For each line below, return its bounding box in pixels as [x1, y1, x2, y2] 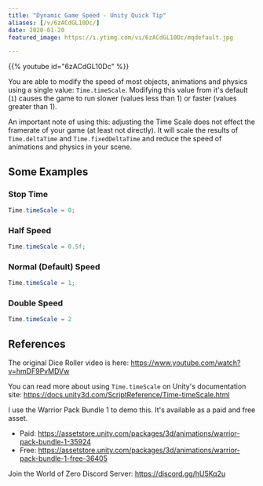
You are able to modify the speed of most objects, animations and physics [8, 77, 248, 86]
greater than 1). [8, 102, 57, 111]
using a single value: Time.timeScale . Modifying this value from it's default [8, 86, 249, 95]
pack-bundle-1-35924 [19, 437, 92, 447]
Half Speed [8, 225, 52, 236]
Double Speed [8, 298, 64, 309]
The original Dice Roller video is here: [8, 358, 130, 367]
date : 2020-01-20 [8, 26, 65, 34]
